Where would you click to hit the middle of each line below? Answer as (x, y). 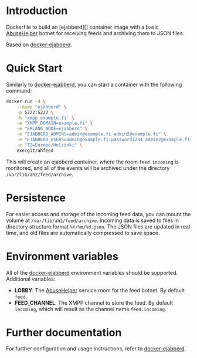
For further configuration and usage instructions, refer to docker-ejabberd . (96, 349)
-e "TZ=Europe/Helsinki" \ (50, 145)
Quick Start (34, 68)
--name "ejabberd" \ (42, 107)
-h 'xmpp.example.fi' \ (46, 118)
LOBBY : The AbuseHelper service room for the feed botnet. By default (100, 290)
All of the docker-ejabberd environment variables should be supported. (92, 272)
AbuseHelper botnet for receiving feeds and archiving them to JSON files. (95, 33)
